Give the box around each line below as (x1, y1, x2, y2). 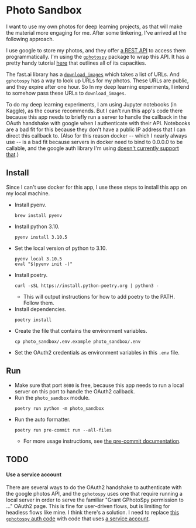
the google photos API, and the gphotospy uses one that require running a (6, 490, 183, 497)
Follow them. (23, 299, 54, 306)
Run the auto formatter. (14, 416, 71, 423)
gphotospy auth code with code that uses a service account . (6, 515, 150, 522)
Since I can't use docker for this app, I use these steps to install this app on (6, 183, 187, 191)
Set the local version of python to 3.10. (14, 245, 107, 252)
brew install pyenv (14, 212, 63, 218)
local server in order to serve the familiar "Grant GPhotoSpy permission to (6, 496, 184, 503)
